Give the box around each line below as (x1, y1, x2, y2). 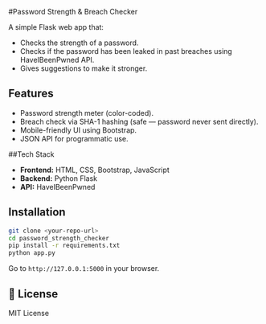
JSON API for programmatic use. (19, 133, 129, 143)
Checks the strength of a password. (19, 38, 139, 47)
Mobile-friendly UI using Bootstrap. (19, 125, 137, 135)
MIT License (8, 308, 50, 318)
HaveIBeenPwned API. (19, 55, 95, 64)
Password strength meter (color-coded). (19, 108, 154, 117)
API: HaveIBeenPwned (19, 182, 96, 191)
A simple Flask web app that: (8, 23, 104, 31)
